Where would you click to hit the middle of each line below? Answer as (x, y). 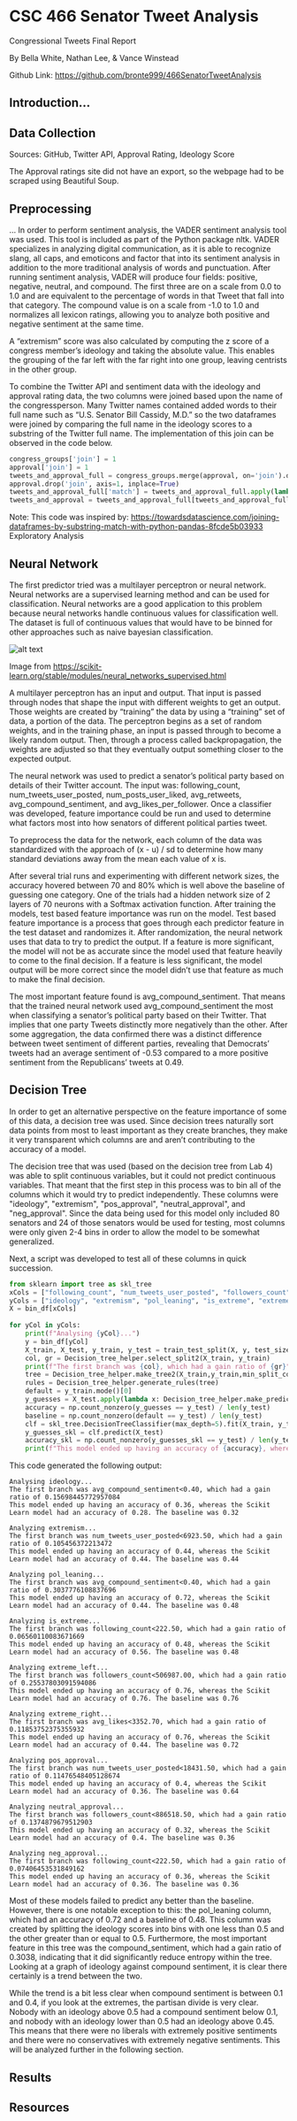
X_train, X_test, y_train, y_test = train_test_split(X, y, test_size (158, 1350)
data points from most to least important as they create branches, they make (148, 1130)
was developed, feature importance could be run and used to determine (140, 814)
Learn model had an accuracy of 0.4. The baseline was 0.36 (122, 1838)
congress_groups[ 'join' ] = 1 (63, 459)
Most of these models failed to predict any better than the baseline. (132, 1901)
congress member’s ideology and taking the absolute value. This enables (142, 350)
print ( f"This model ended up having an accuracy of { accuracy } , (146, 1449)
